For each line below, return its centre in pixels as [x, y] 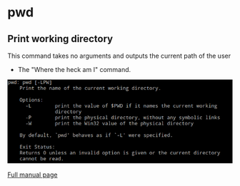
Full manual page [32, 175]
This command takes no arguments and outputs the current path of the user [119, 56]
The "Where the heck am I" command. [74, 69]
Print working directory [60, 39]
